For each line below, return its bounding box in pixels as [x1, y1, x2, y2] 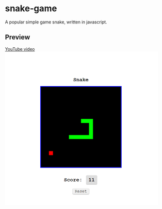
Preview [5, 33, 31, 41]
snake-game [5, 3, 57, 14]
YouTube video [5, 46, 35, 52]
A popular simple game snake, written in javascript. [5, 19, 108, 25]
